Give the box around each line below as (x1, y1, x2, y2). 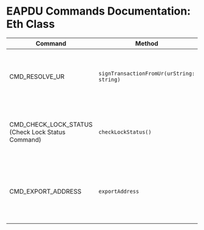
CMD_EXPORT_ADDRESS (9, 187, 82, 195)
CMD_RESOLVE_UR (9, 72, 65, 80)
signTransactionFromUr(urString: (98, 70, 195, 77)
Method (135, 39, 159, 47)
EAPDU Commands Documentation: (6, 4, 191, 18)
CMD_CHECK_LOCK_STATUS (9, 120, 93, 128)
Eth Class (6, 17, 55, 31)
